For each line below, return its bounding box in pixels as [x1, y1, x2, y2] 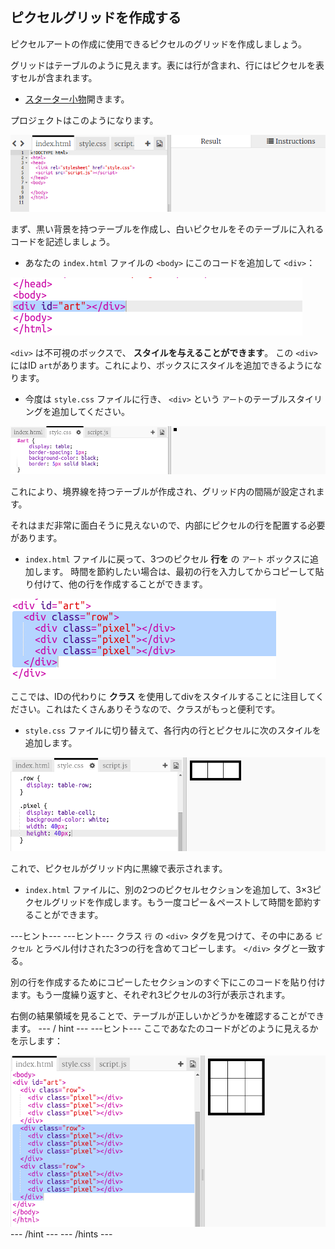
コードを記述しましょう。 [10, 235, 116, 247]
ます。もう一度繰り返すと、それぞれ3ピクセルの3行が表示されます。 [10, 989, 291, 1001]
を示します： [10, 1035, 63, 1047]
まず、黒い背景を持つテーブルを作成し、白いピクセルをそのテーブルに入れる [10, 223, 325, 235]
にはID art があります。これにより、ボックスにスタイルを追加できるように [10, 359, 314, 371]
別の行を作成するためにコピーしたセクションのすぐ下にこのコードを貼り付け [10, 976, 326, 988]
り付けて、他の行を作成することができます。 [24, 578, 208, 590]
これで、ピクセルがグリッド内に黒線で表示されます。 [10, 863, 228, 875]
